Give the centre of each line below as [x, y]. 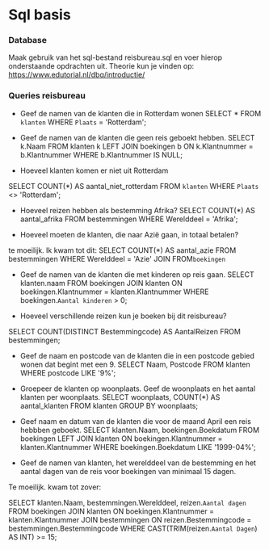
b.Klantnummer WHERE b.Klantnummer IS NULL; [101, 154]
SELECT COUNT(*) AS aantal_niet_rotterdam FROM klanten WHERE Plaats [134, 186]
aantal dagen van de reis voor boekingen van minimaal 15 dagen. [128, 471]
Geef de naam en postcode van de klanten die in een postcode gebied [137, 355]
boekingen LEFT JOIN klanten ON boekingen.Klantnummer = [121, 439]
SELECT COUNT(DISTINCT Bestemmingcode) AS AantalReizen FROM [124, 331]
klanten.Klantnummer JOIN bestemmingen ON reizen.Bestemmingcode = [130, 519]
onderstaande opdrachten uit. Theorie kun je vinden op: [101, 66]
